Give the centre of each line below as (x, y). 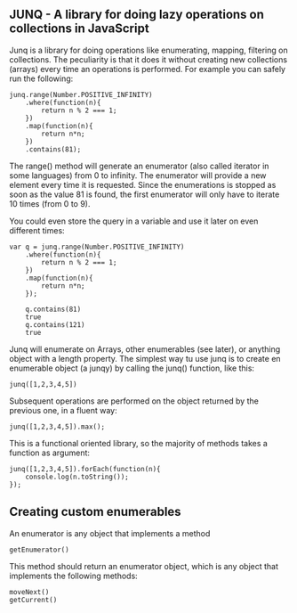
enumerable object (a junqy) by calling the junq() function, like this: (132, 368)
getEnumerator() (39, 550)
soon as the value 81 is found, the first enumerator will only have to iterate (144, 194)
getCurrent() (33, 600)
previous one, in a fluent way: (63, 410)
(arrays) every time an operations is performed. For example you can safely (148, 69)
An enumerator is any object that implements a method (110, 533)
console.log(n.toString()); (77, 477)
